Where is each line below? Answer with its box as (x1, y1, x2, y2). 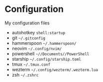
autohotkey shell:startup (11, 29, 66, 35)
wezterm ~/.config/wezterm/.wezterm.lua (11, 66, 98, 73)
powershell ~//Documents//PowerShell (11, 51, 90, 57)
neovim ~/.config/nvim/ (11, 45, 62, 51)
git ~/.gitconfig (11, 35, 46, 41)
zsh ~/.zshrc (11, 72, 39, 78)
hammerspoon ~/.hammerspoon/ (11, 40, 77, 46)
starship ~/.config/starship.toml (11, 56, 82, 62)
